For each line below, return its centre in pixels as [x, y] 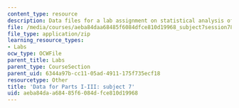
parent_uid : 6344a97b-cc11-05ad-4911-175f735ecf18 [84, 73]
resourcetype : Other [38, 80]
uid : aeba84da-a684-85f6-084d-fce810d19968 [73, 93]
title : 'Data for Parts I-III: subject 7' [71, 87]
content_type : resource [43, 14]
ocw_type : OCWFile [34, 54]
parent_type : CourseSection [49, 67]
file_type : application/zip [49, 34]
